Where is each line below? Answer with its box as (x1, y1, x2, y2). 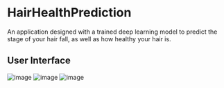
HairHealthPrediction (7, 5, 132, 21)
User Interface (7, 55, 71, 67)
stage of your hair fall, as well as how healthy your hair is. (7, 34, 171, 43)
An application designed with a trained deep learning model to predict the (7, 27, 218, 36)
